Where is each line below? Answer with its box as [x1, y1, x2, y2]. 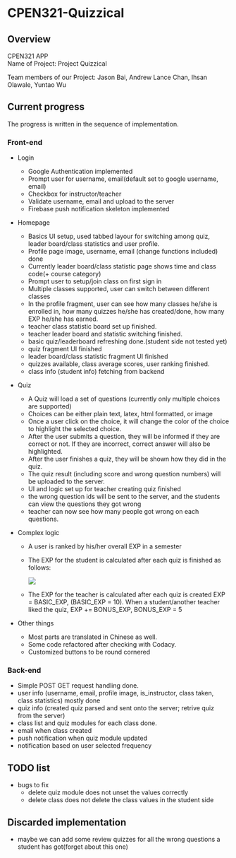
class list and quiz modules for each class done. [17, 719, 157, 727]
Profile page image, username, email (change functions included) [27, 247, 218, 256]
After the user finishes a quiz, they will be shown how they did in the [27, 454, 227, 464]
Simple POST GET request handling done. [17, 681, 139, 690]
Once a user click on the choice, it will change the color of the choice [27, 417, 230, 425]
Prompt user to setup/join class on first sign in [27, 277, 162, 286]
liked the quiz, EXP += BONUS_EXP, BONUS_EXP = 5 [27, 606, 182, 614]
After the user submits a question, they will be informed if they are [27, 433, 221, 441]
